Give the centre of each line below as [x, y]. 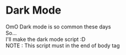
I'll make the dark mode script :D [46, 39]
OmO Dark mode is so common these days [58, 27]
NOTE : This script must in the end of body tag [63, 46]
